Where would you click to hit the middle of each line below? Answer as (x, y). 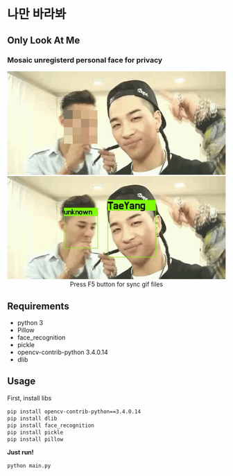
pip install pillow (35, 439)
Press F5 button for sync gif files (116, 284)
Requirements (38, 306)
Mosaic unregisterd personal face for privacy (85, 60)
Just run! (21, 452)
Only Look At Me (44, 40)
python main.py (29, 466)
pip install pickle (35, 432)
